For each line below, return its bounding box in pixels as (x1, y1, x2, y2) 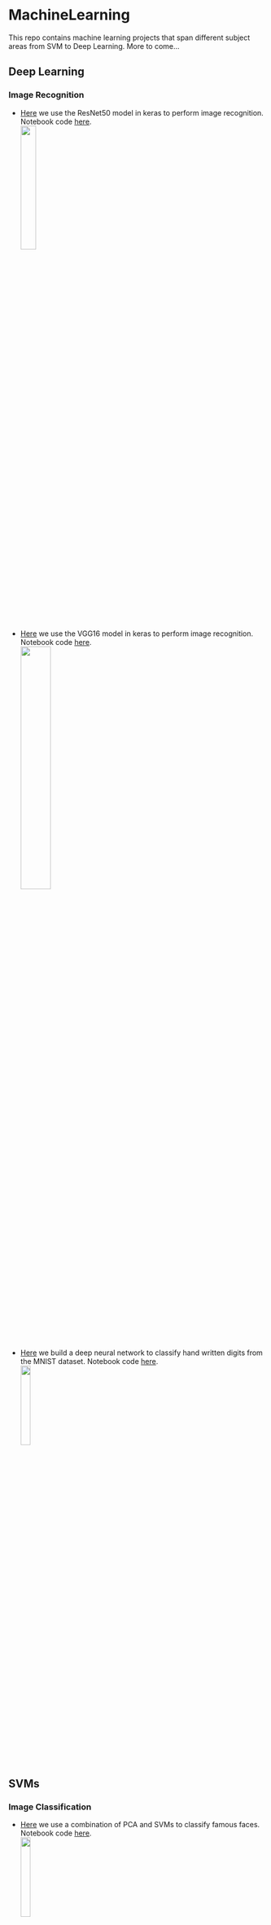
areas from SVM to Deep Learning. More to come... (8, 41, 181, 50)
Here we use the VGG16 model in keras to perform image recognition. (20, 629, 254, 638)
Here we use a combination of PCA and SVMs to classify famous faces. (20, 1820, 260, 1830)
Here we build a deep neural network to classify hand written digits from (20, 1348, 263, 1357)
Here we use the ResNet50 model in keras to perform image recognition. (20, 107, 264, 117)
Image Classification (8, 1801, 92, 1813)
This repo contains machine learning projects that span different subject (8, 33, 251, 42)
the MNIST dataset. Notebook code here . (20, 1356, 159, 1366)
